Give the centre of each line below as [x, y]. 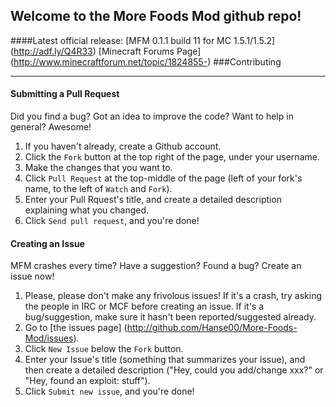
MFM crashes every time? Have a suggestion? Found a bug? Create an [156, 266]
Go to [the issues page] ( [76, 328]
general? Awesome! [51, 127]
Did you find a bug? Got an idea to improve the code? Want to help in [152, 116]
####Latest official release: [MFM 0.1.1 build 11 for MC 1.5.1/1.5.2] [143, 40]
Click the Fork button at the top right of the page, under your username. [172, 157]
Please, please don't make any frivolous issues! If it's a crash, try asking [173, 296]
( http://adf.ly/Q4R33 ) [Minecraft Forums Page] [106, 51]
